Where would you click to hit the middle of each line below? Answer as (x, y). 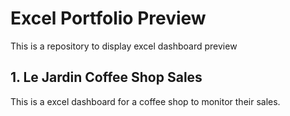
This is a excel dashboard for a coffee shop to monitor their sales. (145, 101)
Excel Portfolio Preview (108, 18)
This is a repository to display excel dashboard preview (124, 46)
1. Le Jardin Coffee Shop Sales (106, 77)
